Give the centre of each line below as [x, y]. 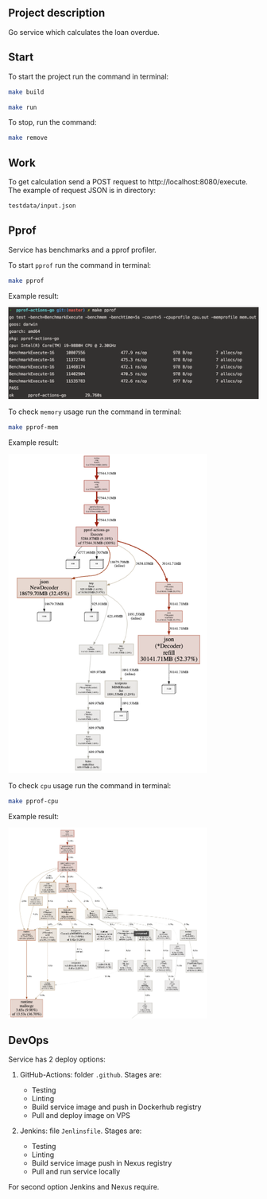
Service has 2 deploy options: [57, 1059]
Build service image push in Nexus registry [102, 1163]
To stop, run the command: [52, 122]
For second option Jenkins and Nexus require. [84, 1187]
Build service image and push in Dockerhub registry [116, 1107]
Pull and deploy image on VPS [81, 1116]
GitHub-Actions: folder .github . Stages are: [91, 1075]
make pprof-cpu [33, 802]
